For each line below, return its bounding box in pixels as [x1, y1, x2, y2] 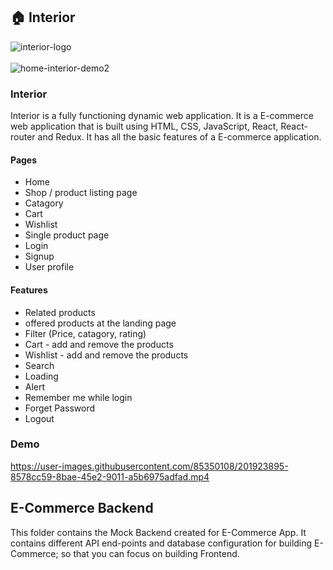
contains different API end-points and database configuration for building [10, 537, 313, 549]
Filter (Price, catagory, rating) [24, 327, 147, 339]
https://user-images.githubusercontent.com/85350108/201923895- [10, 460, 289, 472]
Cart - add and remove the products [24, 338, 174, 350]
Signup [24, 250, 55, 263]
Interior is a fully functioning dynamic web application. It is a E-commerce [10, 110, 314, 122]
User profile [24, 261, 75, 273]
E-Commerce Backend [10, 500, 154, 517]
